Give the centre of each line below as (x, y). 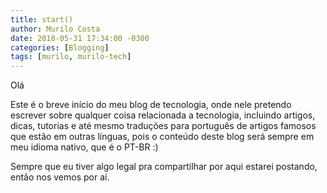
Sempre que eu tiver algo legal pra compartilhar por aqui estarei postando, (164, 167)
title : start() (42, 19)
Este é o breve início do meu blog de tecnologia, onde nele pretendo (151, 105)
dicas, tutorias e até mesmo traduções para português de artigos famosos (163, 126)
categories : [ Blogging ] (60, 47)
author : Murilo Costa (55, 29)
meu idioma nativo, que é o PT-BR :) (84, 147)
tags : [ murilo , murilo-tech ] (71, 57)
